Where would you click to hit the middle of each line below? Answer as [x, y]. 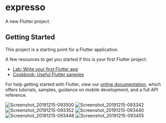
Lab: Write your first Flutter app [45, 69]
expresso [25, 7]
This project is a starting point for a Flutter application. [62, 49]
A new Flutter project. [28, 21]
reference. [16, 95]
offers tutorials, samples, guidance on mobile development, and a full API [82, 90]
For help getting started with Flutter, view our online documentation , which [83, 84]
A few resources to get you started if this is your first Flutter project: [76, 59]
